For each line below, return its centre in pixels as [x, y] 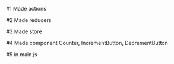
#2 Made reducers [29, 20]
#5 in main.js [22, 55]
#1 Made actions [26, 9]
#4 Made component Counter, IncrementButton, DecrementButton [87, 43]
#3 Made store [24, 31]
